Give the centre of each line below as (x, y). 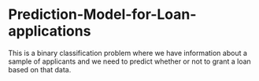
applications (50, 31)
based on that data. (40, 69)
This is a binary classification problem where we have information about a (128, 53)
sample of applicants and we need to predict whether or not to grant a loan (130, 61)
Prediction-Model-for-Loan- (102, 15)
